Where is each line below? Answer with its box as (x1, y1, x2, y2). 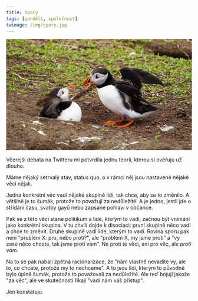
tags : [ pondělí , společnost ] (6, 15, 78, 22)
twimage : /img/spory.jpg (6, 22, 67, 28)
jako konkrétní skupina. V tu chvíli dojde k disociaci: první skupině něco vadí (6, 221, 191, 229)
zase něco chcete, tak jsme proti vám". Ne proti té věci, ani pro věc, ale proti (6, 240, 192, 247)
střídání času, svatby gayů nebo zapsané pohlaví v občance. (6, 204, 153, 211)
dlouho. (6, 163, 25, 170)
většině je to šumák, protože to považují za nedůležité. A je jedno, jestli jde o (6, 198, 192, 205)
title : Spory (6, 9, 38, 15)
